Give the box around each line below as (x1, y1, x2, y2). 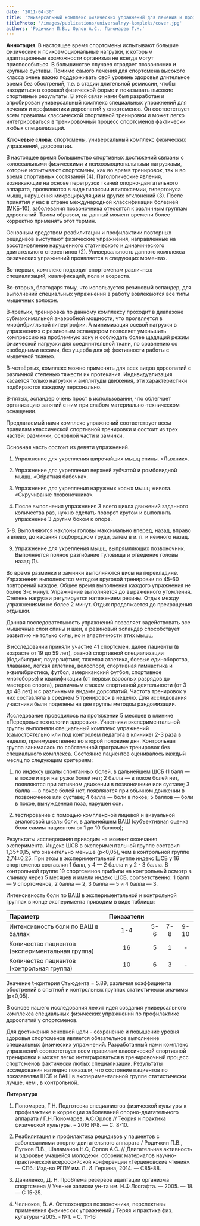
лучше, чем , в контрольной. (6, 1079, 79, 1086)
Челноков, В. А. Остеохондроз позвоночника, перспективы (14, 1200, 166, 1208)
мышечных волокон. (6, 297, 58, 304)
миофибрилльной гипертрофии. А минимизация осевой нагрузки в (6, 321, 177, 328)
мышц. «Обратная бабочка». (14, 473, 88, 480)
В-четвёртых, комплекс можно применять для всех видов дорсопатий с (6, 364, 192, 371)
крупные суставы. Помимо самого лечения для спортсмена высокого (6, 67, 186, 75)
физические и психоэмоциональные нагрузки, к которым (6, 48, 153, 56)
